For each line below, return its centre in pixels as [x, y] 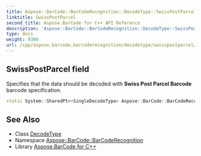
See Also [23, 119]
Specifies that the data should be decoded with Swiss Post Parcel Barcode [99, 84]
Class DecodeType [38, 134]
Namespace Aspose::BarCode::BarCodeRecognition [79, 140]
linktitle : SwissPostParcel [41, 17]
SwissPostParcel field [48, 69]
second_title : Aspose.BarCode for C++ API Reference [73, 23]
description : [22, 28]
